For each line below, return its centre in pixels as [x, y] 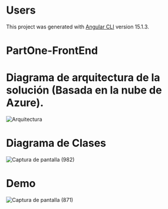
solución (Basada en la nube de [84, 90]
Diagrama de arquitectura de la [83, 78]
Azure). [25, 103]
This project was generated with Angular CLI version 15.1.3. [78, 27]
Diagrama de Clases [56, 143]
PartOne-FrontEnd [52, 51]
